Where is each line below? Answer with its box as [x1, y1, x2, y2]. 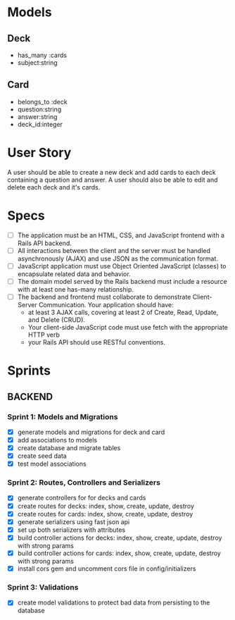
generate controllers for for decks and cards [17, 494, 146, 502]
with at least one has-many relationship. [17, 285, 134, 293]
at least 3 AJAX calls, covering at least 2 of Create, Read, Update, [27, 308, 219, 316]
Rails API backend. [17, 239, 72, 247]
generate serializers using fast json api [17, 517, 130, 526]
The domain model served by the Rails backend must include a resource [17, 277, 227, 285]
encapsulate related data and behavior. [17, 269, 132, 278]
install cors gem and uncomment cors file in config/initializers [17, 564, 196, 573]
